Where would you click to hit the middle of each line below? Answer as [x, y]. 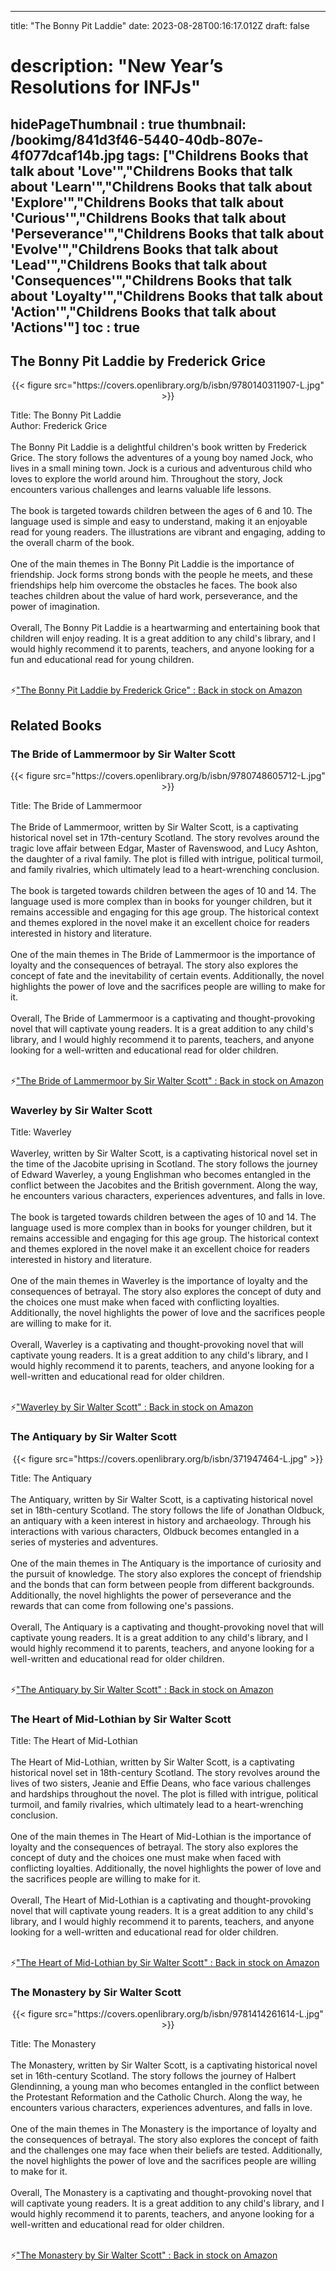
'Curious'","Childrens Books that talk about [148, 217]
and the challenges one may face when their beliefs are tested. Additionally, [166, 2150]
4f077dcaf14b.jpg [67, 155]
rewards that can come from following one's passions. [122, 1605]
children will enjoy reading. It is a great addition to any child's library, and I [163, 638]
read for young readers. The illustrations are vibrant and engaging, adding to [168, 532]
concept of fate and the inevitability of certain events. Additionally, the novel [167, 976]
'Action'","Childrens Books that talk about [143, 311]
